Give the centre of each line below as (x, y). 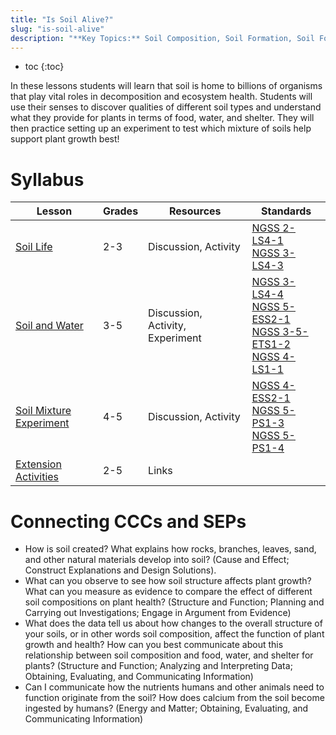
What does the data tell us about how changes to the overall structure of (173, 623)
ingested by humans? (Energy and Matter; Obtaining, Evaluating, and (166, 708)
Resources (195, 211)
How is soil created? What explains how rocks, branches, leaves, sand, (170, 549)
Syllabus (47, 179)
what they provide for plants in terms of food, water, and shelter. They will (162, 118)
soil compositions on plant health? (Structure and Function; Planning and (174, 602)
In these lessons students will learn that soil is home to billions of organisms (166, 86)
